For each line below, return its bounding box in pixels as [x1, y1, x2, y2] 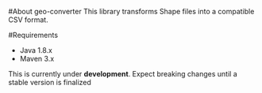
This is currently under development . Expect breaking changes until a [8, 69, 238, 78]
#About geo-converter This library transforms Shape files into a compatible [8, 7, 255, 16]
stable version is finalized [8, 78, 91, 87]
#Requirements [8, 31, 58, 39]
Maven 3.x [19, 54, 55, 63]
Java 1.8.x [19, 46, 53, 54]
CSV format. [8, 15, 49, 24]
